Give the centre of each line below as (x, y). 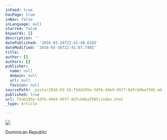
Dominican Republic (26, 132)
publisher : (17, 66)
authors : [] (18, 62)
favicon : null (25, 85)
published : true (22, 95)
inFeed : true (19, 10)
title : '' (16, 52)
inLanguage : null (24, 24)
